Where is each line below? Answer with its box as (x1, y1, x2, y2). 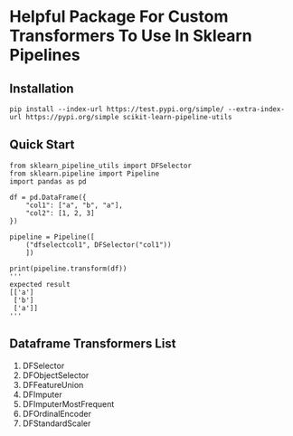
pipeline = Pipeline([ (9, 232, 95, 242)
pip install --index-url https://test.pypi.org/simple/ (9, 105, 224, 114)
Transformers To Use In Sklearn (9, 25, 252, 46)
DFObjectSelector (22, 369, 90, 381)
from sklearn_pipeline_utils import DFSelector (9, 161, 193, 170)
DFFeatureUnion (22, 379, 84, 390)
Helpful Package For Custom (9, 6, 229, 27)
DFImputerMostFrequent (22, 398, 115, 409)
